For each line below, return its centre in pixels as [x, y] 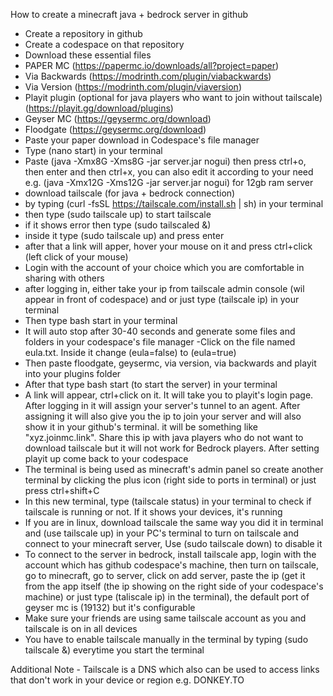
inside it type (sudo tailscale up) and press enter [124, 235]
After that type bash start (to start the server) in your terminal [151, 384]
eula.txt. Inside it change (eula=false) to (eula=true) [130, 352]
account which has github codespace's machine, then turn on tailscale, [171, 565]
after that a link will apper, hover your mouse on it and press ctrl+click [168, 246]
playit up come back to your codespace [106, 458]
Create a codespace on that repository [104, 44]
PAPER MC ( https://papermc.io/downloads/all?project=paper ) [152, 65]
